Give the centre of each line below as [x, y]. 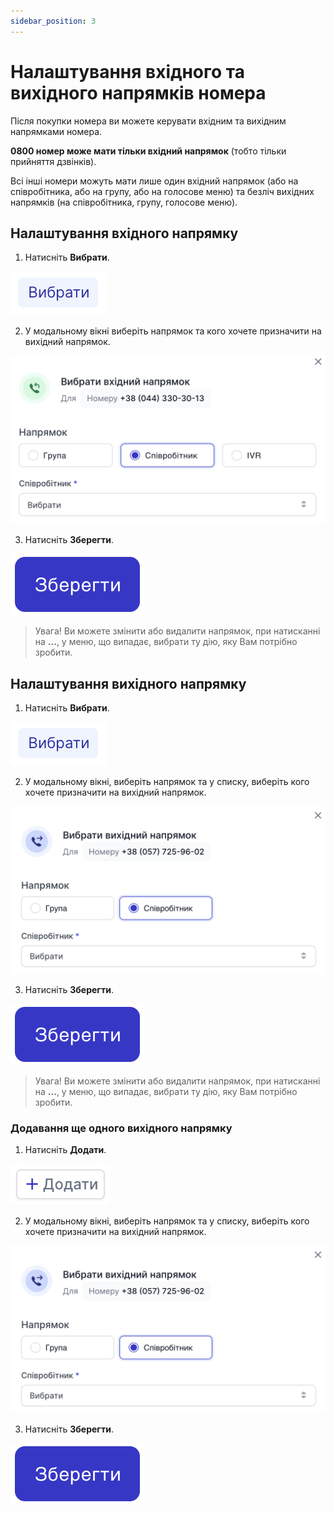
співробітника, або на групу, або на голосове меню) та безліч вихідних [162, 191]
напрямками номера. [56, 131]
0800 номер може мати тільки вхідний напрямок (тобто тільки [148, 151]
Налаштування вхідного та [127, 71]
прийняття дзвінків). [53, 161]
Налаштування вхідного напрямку [124, 233]
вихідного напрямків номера [138, 92]
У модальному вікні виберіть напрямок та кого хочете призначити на [173, 331]
